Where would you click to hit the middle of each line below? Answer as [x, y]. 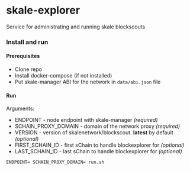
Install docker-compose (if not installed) [63, 76]
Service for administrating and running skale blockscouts [76, 27]
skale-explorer [43, 10]
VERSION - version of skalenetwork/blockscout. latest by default [94, 133]
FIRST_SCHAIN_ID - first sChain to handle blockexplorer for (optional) [99, 145]
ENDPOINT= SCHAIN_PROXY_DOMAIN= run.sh [55, 162]
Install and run [27, 42]
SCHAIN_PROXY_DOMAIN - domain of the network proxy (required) [97, 126]
